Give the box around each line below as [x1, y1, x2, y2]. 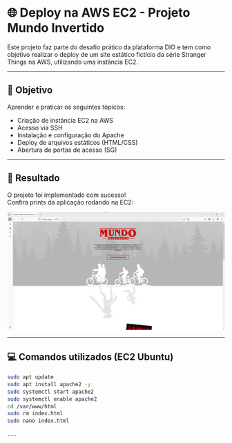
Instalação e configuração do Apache [17, 130, 124, 139]
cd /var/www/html [7, 403, 57, 410]
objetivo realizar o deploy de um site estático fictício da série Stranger [7, 50, 207, 58]
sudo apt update [7, 374, 54, 381]
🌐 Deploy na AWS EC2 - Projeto [7, 5, 191, 21]
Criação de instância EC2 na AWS [17, 116, 114, 124]
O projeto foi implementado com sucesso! [7, 191, 126, 199]
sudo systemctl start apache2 [7, 388, 95, 395]
